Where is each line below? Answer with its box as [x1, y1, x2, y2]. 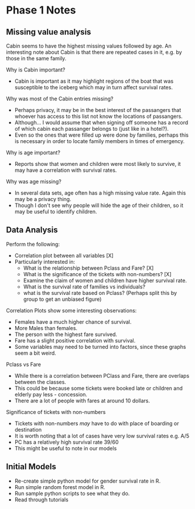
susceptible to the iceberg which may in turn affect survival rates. [14, 84, 173, 91]
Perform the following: [6, 240, 60, 247]
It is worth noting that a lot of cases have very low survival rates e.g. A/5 [14, 432, 190, 439]
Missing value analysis [6, 27, 91, 37]
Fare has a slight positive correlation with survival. [14, 337, 136, 344]
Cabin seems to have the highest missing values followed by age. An [6, 42, 172, 49]
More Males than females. [14, 324, 78, 331]
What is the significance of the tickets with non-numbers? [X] [23, 270, 172, 277]
